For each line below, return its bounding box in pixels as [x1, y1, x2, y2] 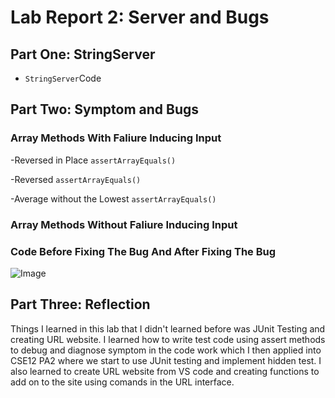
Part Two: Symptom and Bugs [10, 101, 200, 118]
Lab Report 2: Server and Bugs [10, 6, 270, 29]
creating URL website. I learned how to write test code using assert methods [10, 333, 326, 345]
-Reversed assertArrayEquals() [10, 173, 142, 185]
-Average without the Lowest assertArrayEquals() [10, 192, 217, 205]
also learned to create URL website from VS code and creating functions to [10, 365, 320, 377]
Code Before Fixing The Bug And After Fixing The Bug [10, 244, 277, 258]
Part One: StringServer [10, 46, 156, 63]
